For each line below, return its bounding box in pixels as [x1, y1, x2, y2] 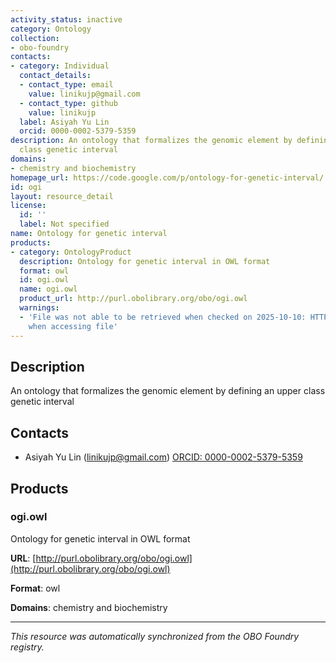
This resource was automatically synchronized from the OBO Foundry [10, 630, 300, 642]
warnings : [19, 303, 60, 313]
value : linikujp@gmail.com [28, 89, 141, 99]
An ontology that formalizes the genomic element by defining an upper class [10, 385, 326, 397]
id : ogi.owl [19, 275, 70, 285]
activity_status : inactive [10, 14, 123, 25]
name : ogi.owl [19, 284, 78, 295]
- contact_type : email [19, 80, 114, 90]
